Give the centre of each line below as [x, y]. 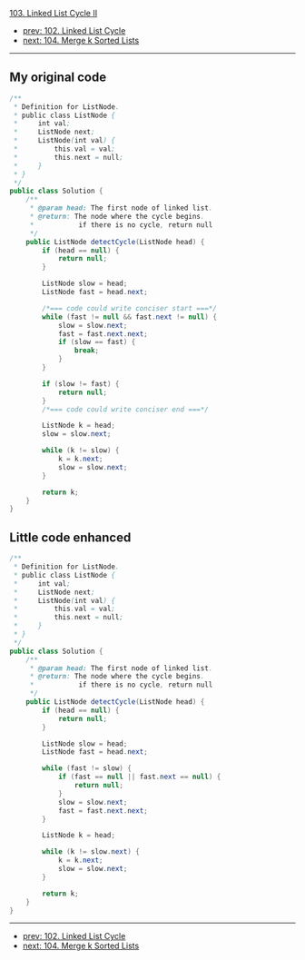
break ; [87, 351]
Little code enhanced [70, 537]
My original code [58, 78]
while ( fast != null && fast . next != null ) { [130, 317]
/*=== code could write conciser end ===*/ [125, 409]
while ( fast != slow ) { [87, 768]
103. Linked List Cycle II [54, 13]
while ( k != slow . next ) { [91, 852]
